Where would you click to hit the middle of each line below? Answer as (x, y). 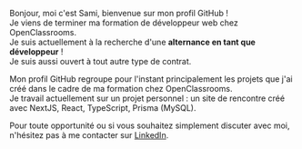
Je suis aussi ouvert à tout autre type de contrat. (101, 61)
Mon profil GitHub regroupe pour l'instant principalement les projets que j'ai (151, 79)
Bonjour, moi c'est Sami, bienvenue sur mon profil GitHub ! (119, 13)
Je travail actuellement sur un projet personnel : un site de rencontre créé (147, 98)
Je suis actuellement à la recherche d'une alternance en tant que (133, 42)
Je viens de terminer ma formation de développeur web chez (124, 23)
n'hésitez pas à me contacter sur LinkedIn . (89, 135)
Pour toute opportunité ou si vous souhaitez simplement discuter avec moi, (150, 125)
